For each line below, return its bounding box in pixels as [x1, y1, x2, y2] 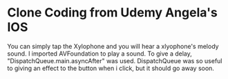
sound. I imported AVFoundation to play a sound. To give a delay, [7, 49, 192, 58]
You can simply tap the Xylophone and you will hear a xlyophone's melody [7, 42, 219, 50]
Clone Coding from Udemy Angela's [7, 5, 218, 21]
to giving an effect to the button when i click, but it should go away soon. [7, 64, 214, 72]
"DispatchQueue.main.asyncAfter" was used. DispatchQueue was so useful [7, 56, 222, 65]
